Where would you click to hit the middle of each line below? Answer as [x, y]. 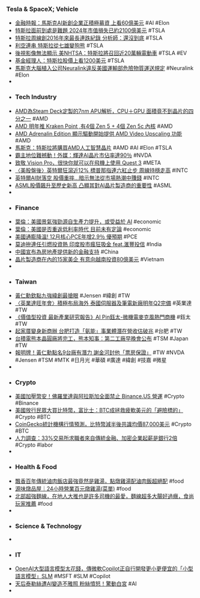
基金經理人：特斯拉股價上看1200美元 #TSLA [70, 61]
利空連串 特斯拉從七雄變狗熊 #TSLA [59, 46]
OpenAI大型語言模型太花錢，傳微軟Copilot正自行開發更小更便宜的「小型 [104, 568]
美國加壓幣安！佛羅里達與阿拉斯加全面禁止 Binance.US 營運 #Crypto [100, 396]
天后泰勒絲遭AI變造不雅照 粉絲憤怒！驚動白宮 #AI [76, 584]
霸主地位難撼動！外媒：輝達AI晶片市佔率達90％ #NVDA [83, 155]
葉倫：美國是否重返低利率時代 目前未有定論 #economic [83, 229]
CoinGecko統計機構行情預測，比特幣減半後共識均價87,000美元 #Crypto [103, 424]
